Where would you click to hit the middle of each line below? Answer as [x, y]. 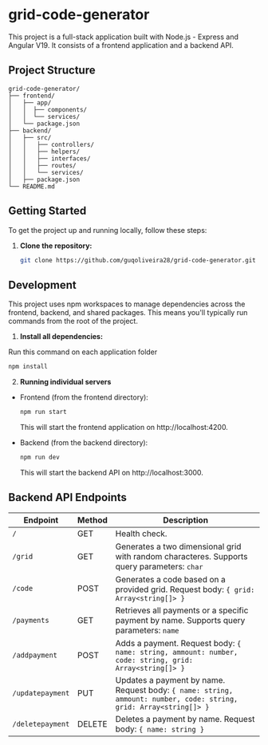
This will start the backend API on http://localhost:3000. [111, 472]
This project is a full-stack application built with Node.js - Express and [124, 37]
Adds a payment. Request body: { [178, 643]
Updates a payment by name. [170, 680]
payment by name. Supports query [180, 620]
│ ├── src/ [30, 137]
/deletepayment [41, 724]
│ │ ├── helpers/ [44, 152]
